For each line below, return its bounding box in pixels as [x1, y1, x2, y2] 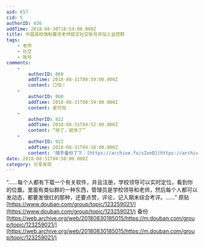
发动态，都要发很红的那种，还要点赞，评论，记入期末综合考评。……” [6, 194, 177, 201]
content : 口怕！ [28, 83, 67, 89]
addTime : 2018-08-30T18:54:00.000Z [6, 25, 97, 32]
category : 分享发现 [6, 161, 52, 167]
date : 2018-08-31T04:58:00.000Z [6, 155, 88, 161]
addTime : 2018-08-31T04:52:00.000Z [28, 122, 118, 128]
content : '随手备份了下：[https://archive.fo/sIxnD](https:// [28, 150, 182, 156]
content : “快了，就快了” [28, 127, 86, 134]
